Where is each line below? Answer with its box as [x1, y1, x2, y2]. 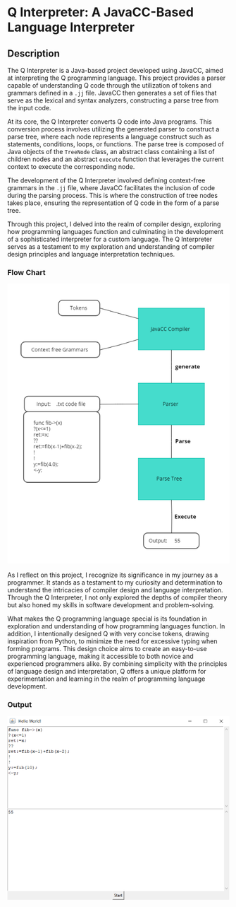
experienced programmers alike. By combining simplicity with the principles [7, 660, 228, 668]
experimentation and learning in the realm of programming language [7, 674, 206, 683]
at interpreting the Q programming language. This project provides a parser [7, 74, 226, 82]
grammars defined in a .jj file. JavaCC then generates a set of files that [7, 89, 217, 97]
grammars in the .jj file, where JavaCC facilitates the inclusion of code [7, 184, 216, 192]
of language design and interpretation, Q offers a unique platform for [7, 667, 206, 675]
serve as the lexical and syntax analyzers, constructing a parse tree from [7, 96, 219, 105]
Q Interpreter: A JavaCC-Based [7, 4, 194, 21]
